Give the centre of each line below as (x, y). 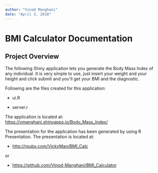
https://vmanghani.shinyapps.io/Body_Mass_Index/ (56, 122)
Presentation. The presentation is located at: (50, 136)
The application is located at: (34, 117)
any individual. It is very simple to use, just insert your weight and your (76, 74)
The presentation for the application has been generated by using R (73, 131)
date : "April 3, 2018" (28, 14)
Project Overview (32, 57)
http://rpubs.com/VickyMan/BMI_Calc (50, 146)
